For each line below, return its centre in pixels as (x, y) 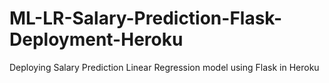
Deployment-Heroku (96, 39)
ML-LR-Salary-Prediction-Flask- (146, 18)
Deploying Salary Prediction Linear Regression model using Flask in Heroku (164, 67)
